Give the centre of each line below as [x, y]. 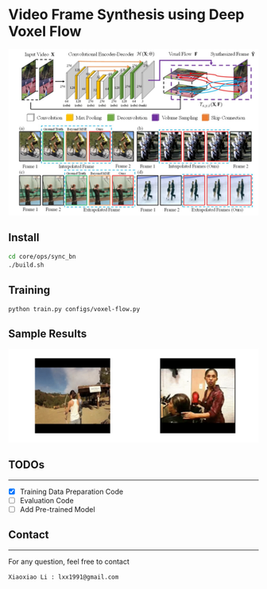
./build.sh [26, 265]
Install [24, 238]
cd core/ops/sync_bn [43, 257]
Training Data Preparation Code [72, 491]
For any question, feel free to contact [69, 561]
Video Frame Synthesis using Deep [126, 15]
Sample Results [48, 334]
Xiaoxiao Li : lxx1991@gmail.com [64, 577]
